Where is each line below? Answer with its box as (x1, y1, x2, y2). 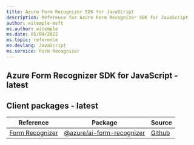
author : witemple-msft (6, 20, 64, 26)
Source (150, 118, 172, 127)
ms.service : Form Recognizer (6, 48, 80, 54)
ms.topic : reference (6, 37, 59, 43)
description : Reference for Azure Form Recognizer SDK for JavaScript (6, 14, 189, 21)
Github (150, 128, 170, 137)
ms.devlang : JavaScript (6, 43, 67, 49)
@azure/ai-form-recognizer (64, 128, 145, 137)
